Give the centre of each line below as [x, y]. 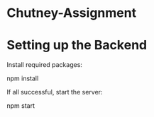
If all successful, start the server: [55, 92]
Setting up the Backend [77, 45]
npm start [21, 106]
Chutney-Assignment [71, 13]
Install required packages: [45, 65]
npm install [23, 78]
